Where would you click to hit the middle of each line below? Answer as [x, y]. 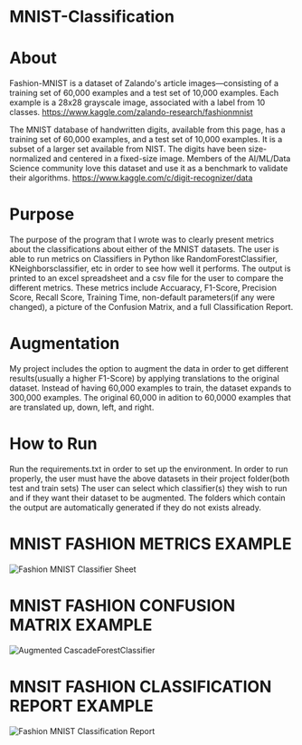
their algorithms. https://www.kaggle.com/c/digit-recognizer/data [131, 178]
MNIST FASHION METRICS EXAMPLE [151, 544]
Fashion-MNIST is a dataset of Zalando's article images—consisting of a [144, 83]
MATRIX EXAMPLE [81, 625]
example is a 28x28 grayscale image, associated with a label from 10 [137, 102]
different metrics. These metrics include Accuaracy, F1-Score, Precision [143, 288]
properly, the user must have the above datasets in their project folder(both [150, 479]
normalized [30, 159]
